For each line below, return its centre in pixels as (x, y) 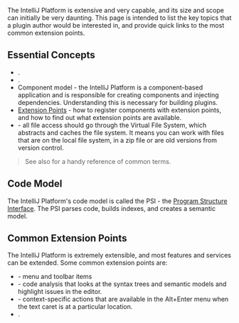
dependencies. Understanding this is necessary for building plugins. (118, 102)
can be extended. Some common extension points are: (87, 263)
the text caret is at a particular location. (75, 307)
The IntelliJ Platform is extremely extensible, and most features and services (119, 256)
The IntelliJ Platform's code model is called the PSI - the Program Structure (117, 201)
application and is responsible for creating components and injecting (118, 94)
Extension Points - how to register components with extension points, (119, 110)
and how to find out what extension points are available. (100, 117)
